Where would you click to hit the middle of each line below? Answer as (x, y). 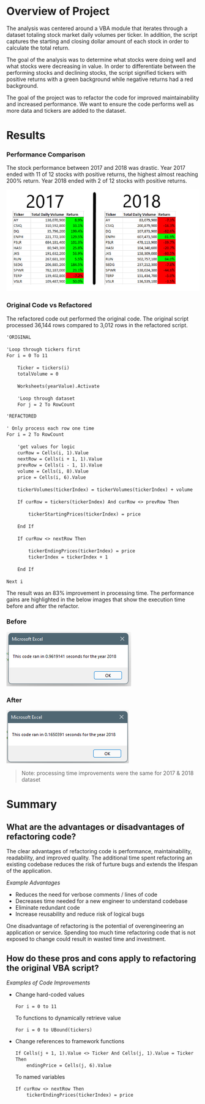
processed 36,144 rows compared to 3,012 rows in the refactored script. (97, 325)
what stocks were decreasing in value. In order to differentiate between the (101, 66)
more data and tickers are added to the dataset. (66, 110)
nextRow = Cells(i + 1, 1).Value (60, 459)
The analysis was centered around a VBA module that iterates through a (97, 28)
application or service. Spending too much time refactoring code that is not (101, 932)
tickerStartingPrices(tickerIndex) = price (84, 514)
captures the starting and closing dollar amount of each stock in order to (98, 41)
